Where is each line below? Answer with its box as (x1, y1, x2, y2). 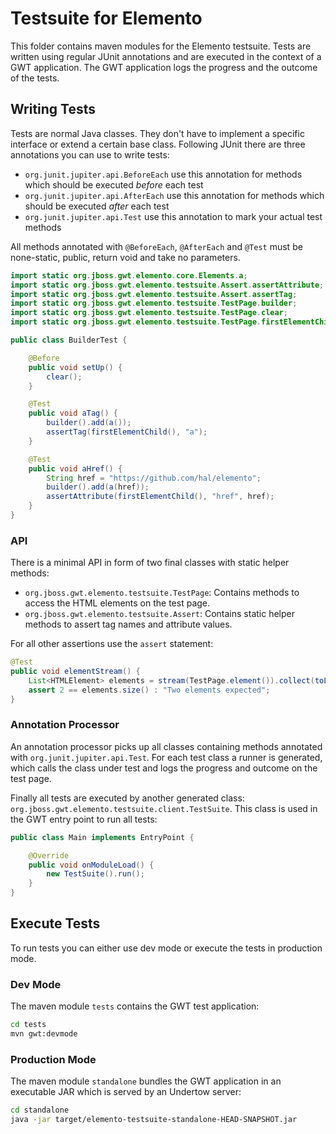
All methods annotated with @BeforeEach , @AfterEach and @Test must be (10, 240, 303, 252)
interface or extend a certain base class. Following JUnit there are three (10, 138, 306, 150)
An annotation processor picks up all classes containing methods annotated (10, 740, 323, 752)
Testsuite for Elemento (10, 7, 203, 30)
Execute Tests (10, 915, 101, 932)
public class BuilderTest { (10, 335, 128, 345)
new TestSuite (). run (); (46, 869, 145, 879)
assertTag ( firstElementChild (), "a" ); (46, 427, 208, 437)
